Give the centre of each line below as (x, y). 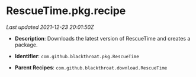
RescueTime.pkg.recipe (66, 11)
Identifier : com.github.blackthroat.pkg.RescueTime (77, 56)
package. (26, 45)
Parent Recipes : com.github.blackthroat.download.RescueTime (91, 67)
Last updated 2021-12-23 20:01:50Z (50, 27)
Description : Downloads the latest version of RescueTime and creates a (102, 38)
